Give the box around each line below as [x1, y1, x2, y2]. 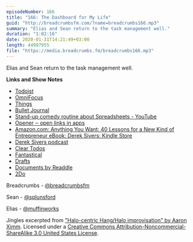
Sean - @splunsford [6, 193, 56, 201]
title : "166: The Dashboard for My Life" [6, 14, 111, 20]
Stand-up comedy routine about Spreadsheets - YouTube [14, 113, 157, 120]
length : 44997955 [6, 43, 50, 49]
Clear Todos [14, 144, 46, 152]
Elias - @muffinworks [6, 205, 59, 212]
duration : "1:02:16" [6, 31, 58, 37]
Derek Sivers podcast [14, 138, 69, 146]
